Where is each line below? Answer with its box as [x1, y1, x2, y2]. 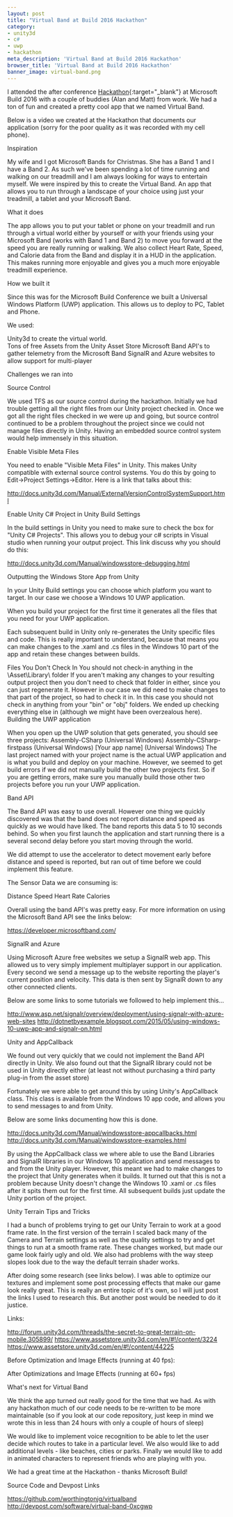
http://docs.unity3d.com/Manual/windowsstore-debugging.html [7, 559, 190, 567]
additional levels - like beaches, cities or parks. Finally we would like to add [7, 1447, 223, 1455]
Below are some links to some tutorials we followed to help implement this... [7, 996, 225, 1005]
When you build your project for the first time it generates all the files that [7, 606, 218, 615]
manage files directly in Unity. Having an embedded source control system [7, 426, 221, 435]
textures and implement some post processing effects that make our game [7, 1279, 221, 1287]
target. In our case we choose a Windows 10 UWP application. [7, 593, 186, 601]
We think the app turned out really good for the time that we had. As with [7, 1396, 216, 1404]
